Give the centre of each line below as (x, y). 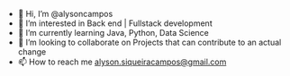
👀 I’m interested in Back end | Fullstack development (115, 23)
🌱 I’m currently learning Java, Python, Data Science (113, 33)
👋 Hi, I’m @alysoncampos (65, 14)
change (32, 52)
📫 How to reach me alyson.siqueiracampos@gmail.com (122, 62)
